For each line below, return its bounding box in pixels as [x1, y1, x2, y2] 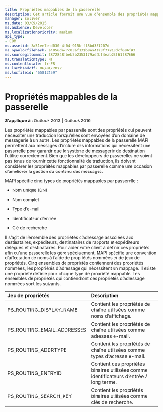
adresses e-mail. [91, 332, 130, 339]
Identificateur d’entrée [12, 215, 57, 221]
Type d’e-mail [12, 206, 40, 212]
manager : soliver [5, 16, 40, 21]
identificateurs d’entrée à [91, 373, 148, 379]
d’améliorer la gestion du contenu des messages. [5, 168, 103, 174]
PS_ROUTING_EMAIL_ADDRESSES [7, 326, 86, 333]
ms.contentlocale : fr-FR [5, 61, 55, 66]
